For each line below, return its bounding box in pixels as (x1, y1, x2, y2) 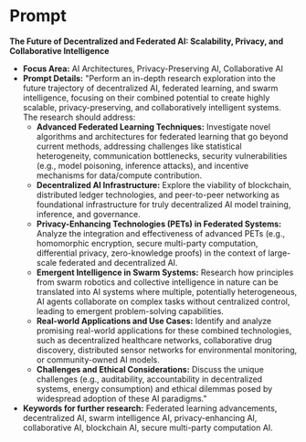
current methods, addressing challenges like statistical (36, 141, 242, 152)
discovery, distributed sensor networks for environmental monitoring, (36, 344, 298, 355)
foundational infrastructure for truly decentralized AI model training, (36, 198, 291, 210)
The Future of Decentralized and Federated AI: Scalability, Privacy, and (9, 36, 284, 47)
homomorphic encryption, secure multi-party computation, (36, 237, 259, 248)
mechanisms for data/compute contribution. (36, 170, 203, 181)
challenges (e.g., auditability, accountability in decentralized (36, 374, 263, 384)
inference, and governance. (36, 208, 141, 219)
